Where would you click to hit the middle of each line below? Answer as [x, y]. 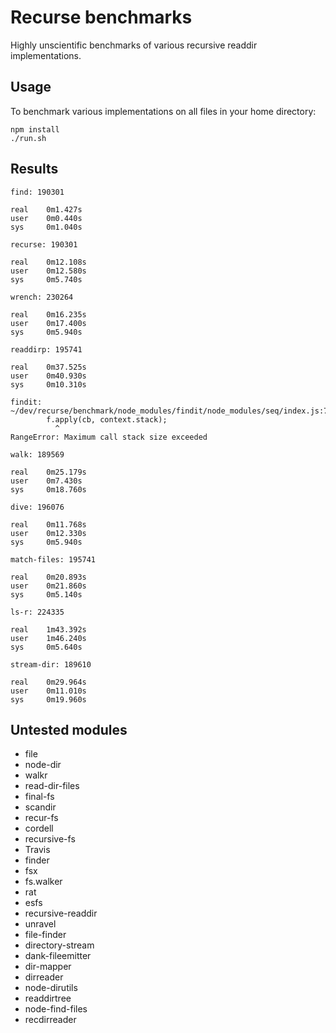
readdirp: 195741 [46, 349]
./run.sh [28, 138]
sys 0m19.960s [48, 699]
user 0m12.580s [48, 271]
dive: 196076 [37, 507]
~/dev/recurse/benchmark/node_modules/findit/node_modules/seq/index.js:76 [171, 411]
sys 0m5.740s [46, 279]
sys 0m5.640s [46, 647]
